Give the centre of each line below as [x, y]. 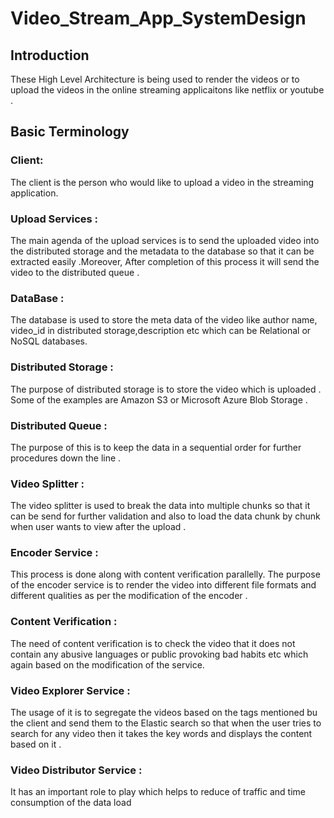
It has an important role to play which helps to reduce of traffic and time [158, 792]
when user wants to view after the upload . [98, 527]
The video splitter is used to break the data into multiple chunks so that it [160, 506]
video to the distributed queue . [75, 272]
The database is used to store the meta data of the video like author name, [164, 320]
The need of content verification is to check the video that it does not [153, 643]
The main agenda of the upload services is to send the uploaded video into [165, 240]
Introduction [50, 55]
